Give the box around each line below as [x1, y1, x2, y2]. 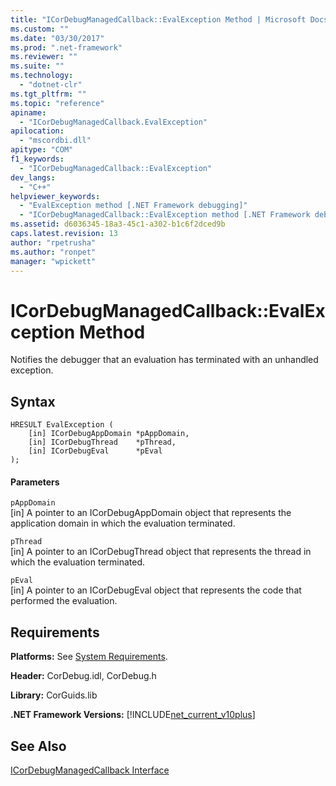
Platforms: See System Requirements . [10, 651, 168, 663]
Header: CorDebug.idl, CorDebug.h [10, 670, 157, 682]
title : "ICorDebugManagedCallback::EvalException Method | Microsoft [10, 14, 307, 25]
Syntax [10, 393, 56, 410]
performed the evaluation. [10, 595, 118, 607]
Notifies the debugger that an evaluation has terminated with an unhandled [10, 354, 319, 366]
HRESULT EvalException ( [10, 420, 114, 430]
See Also [10, 737, 67, 755]
